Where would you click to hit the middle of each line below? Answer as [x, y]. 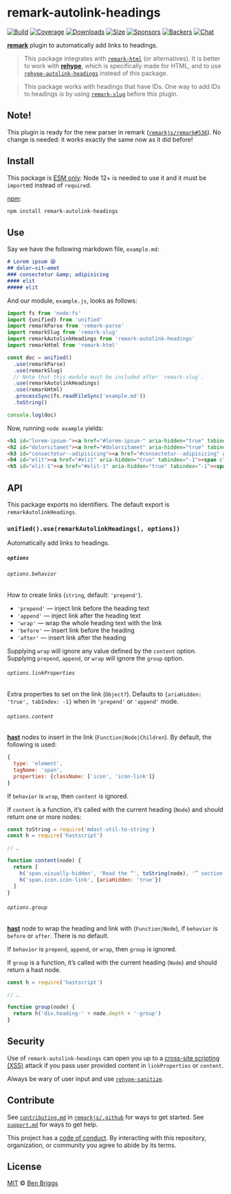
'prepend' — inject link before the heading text [83, 608]
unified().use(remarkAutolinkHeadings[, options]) [93, 528]
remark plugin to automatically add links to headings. [82, 45]
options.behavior [32, 574]
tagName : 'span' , [38, 770]
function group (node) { [41, 1007]
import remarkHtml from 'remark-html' [63, 345]
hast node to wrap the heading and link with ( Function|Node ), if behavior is [112, 928]
